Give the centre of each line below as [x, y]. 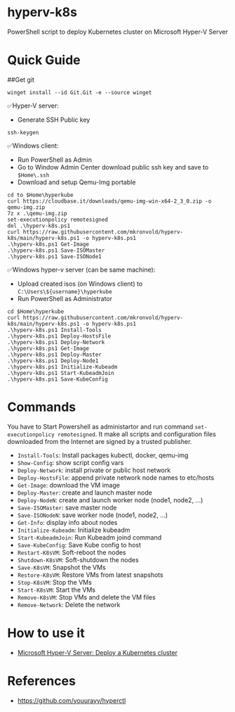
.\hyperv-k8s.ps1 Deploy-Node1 [53, 361]
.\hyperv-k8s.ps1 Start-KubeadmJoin [61, 373]
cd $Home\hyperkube [36, 311]
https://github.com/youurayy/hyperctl [72, 700]
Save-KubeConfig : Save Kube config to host [79, 545]
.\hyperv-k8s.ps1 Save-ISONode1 [54, 256]
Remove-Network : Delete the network [69, 604]
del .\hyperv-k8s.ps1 [39, 226]
